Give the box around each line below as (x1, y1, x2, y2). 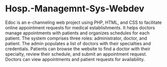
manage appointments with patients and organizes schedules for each (5, 30, 150, 36)
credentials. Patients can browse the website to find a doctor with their (5, 46, 151, 52)
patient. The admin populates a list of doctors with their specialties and (5, 40, 151, 46)
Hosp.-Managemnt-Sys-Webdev (5, 3, 145, 14)
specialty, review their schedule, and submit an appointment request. (5, 51, 147, 57)
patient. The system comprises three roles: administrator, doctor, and (5, 35, 147, 41)
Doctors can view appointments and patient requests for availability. (5, 56, 145, 62)
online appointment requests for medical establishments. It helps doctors (5, 24, 156, 30)
